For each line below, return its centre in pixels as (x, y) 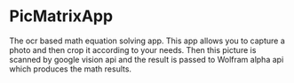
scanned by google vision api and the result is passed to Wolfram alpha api (147, 59)
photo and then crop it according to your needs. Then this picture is (133, 49)
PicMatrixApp (61, 16)
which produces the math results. (70, 69)
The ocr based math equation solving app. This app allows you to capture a (147, 41)
